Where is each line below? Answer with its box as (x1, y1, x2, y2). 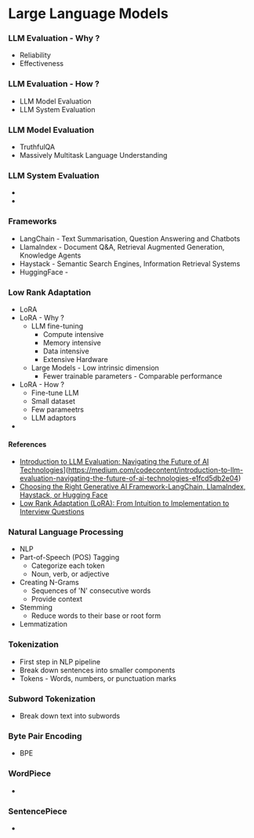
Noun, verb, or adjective (31, 569, 110, 579)
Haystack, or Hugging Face (19, 490, 108, 500)
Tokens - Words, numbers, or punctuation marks (19, 673, 176, 683)
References (8, 439, 47, 448)
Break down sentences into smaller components (19, 665, 176, 675)
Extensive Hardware (42, 354, 108, 364)
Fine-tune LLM (31, 388, 79, 397)
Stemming (19, 602, 53, 613)
